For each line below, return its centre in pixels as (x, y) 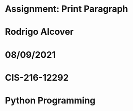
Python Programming (50, 100)
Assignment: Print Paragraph (67, 9)
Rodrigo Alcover (39, 32)
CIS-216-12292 (37, 78)
